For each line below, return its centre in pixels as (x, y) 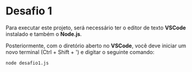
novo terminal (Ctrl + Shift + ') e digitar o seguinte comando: (80, 52)
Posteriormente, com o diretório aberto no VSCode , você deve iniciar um (96, 46)
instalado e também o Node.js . (44, 34)
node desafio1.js (27, 63)
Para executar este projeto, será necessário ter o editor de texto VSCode (96, 28)
